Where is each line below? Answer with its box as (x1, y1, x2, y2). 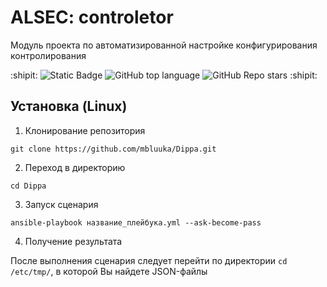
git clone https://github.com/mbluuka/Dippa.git (10, 144, 217, 154)
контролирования (10, 49, 87, 61)
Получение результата (24, 235, 123, 247)
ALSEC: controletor (10, 6, 174, 29)
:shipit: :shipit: (10, 69, 318, 81)
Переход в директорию (24, 161, 126, 173)
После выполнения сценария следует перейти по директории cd (10, 254, 288, 266)
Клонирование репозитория (24, 124, 146, 136)
